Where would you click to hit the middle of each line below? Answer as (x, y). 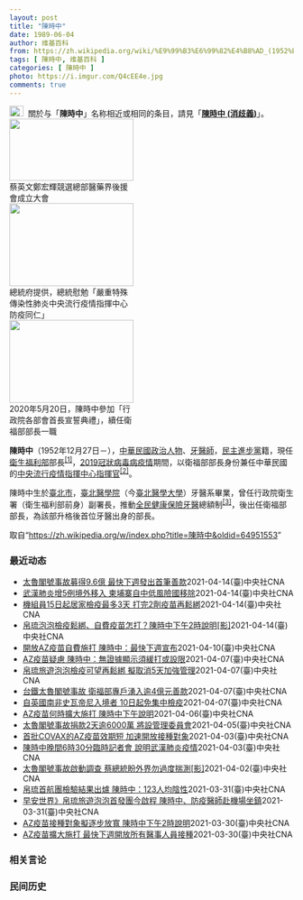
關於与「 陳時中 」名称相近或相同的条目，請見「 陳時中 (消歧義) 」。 (148, 113)
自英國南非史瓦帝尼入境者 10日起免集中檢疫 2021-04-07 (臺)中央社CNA (152, 702)
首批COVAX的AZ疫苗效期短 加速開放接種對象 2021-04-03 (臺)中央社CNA (156, 736)
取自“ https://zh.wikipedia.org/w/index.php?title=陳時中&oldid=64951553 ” (145, 535)
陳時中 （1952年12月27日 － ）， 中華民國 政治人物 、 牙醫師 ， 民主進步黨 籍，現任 (151, 450)
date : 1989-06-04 (42, 34)
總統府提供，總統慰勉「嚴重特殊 (69, 292)
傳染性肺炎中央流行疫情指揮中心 (69, 303)
